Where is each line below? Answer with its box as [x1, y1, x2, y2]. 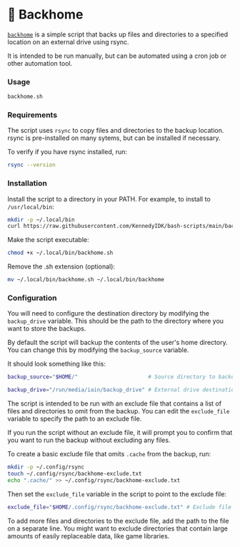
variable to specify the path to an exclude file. [7, 414, 142, 423]
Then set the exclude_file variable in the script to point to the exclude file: [7, 489, 227, 498]
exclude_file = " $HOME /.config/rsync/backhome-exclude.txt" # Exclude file [7, 503, 232, 511]
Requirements [7, 110, 58, 120]
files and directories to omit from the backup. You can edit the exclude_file [7, 407, 230, 416]
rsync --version [7, 161, 56, 169]
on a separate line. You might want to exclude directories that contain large [7, 524, 229, 533]
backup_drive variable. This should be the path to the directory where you [7, 317, 224, 326]
